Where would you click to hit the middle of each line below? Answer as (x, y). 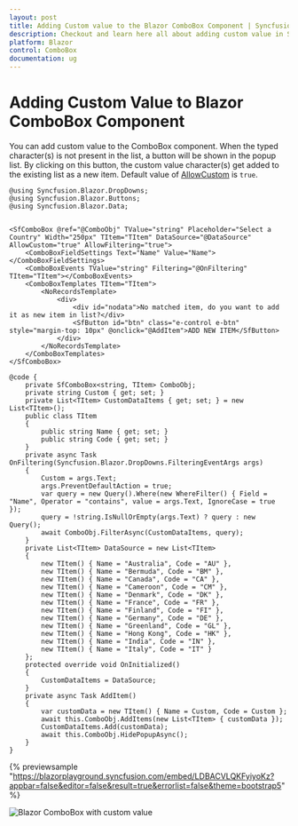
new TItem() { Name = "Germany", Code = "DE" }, (133, 618)
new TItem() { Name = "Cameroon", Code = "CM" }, (134, 587)
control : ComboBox (43, 51)
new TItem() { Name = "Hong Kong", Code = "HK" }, (137, 633)
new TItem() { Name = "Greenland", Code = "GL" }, (137, 626)
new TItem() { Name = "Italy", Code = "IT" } (127, 649)
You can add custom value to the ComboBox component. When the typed (144, 146)
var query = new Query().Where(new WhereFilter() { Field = (154, 494)
